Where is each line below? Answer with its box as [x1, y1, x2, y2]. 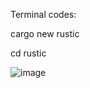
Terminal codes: [10, 9, 77, 20]
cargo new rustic [10, 28, 80, 39]
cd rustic [10, 47, 47, 59]
